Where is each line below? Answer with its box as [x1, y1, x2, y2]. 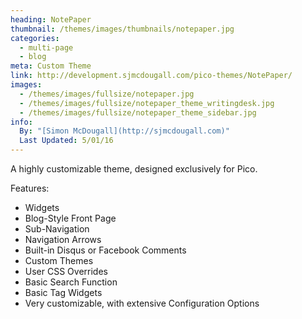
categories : [10, 33, 60, 43]
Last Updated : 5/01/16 [19, 136, 114, 146]
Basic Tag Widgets [24, 287, 103, 298]
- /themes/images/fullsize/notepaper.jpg [19, 89, 195, 99]
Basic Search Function [24, 276, 118, 288]
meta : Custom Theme [10, 61, 92, 71]
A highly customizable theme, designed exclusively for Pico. [10, 163, 258, 175]
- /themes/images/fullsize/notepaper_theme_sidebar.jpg [19, 107, 257, 118]
